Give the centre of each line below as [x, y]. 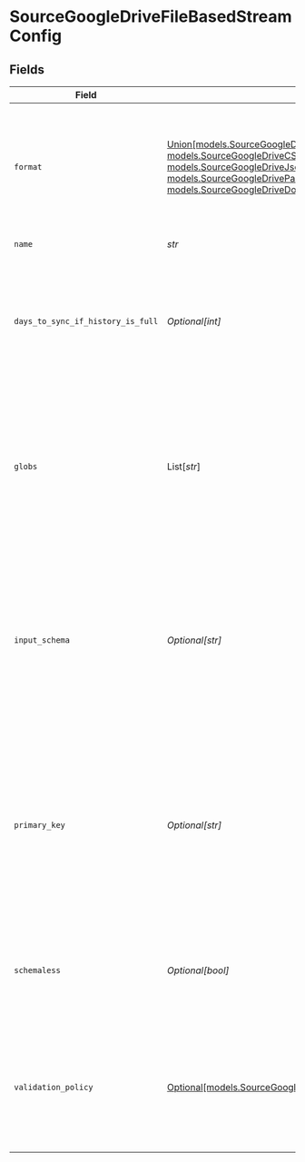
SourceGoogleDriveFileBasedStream [151, 17]
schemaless [37, 970]
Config [35, 36]
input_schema [42, 640]
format [28, 167]
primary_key [40, 825]
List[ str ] [184, 467]
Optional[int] [194, 321]
